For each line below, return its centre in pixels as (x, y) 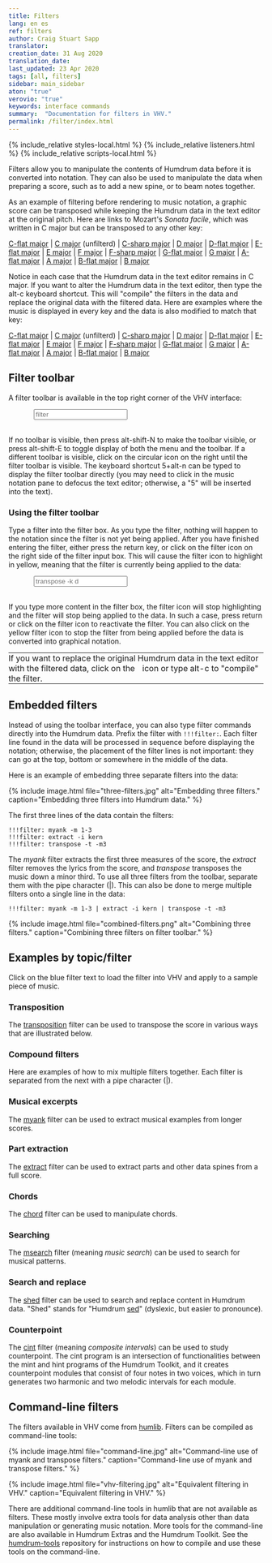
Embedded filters (53, 706)
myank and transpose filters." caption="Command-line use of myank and (130, 1460)
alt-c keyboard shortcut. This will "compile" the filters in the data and (123, 294)
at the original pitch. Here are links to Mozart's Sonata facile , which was (128, 219)
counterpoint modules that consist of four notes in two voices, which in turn (135, 1373)
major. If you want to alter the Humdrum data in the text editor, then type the (135, 285)
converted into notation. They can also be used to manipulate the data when (136, 177)
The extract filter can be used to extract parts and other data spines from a (134, 1166)
